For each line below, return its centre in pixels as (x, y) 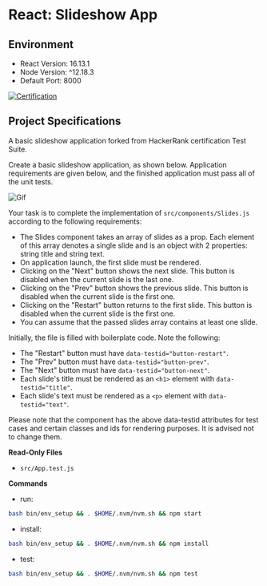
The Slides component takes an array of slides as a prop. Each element (137, 236)
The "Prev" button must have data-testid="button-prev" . (114, 362)
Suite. (18, 149)
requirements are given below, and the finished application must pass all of (132, 173)
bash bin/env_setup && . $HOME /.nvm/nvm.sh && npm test (103, 574)
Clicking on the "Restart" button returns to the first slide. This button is (136, 305)
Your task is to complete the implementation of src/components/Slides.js (129, 212)
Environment (41, 44)
